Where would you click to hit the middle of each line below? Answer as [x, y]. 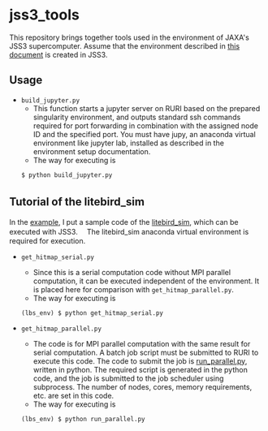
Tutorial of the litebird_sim [77, 202]
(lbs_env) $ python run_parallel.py [83, 419]
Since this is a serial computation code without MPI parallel [132, 272]
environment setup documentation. [92, 151]
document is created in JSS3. [58, 54]
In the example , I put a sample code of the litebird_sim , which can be [124, 222]
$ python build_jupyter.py [67, 175]
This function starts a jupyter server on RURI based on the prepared [147, 108]
